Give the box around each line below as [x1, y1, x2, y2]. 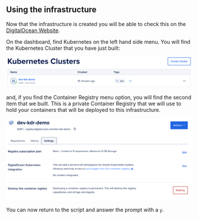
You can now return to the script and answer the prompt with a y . [6, 206, 164, 213]
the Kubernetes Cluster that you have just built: [6, 44, 120, 51]
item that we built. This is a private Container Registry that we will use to [6, 100, 182, 107]
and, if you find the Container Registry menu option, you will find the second [6, 94, 192, 101]
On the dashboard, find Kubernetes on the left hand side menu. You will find [6, 38, 191, 45]
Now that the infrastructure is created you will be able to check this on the [6, 20, 186, 27]
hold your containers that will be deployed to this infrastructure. [6, 106, 161, 113]
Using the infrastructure [6, 5, 97, 15]
